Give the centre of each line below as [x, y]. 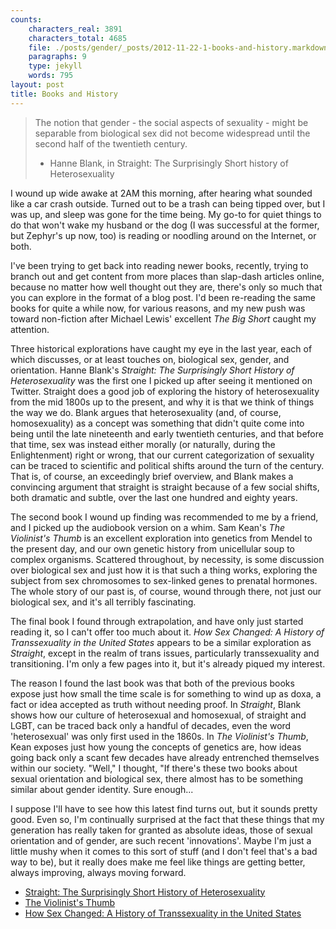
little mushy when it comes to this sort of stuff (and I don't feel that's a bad [164, 851]
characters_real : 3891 [75, 29]
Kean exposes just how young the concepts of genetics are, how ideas [156, 747]
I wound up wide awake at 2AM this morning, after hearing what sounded [161, 193]
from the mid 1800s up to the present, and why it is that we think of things [162, 402]
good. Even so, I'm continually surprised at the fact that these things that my [167, 819]
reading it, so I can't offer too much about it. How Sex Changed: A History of [167, 632]
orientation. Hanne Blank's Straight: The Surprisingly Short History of [152, 370]
